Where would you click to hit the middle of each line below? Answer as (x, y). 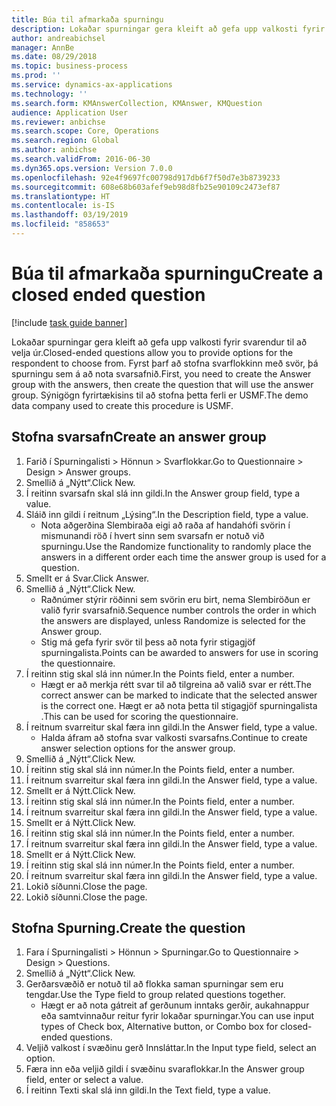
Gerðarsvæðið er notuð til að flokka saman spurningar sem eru (154, 984)
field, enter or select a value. (84, 1080)
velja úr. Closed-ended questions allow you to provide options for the (152, 352)
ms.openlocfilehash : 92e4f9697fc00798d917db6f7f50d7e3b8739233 (146, 177)
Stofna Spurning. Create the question (128, 928)
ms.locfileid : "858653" (61, 224)
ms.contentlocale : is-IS (63, 206)
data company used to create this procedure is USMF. (122, 405)
